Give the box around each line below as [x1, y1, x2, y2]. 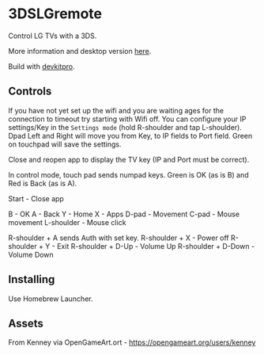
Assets [8, 316, 43, 330]
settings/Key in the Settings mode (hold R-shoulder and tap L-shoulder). [8, 122, 243, 132]
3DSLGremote [8, 5, 103, 23]
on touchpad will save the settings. [8, 139, 122, 149]
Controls [8, 85, 52, 98]
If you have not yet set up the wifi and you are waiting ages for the [8, 105, 224, 115]
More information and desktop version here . [8, 46, 152, 55]
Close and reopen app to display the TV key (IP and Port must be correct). [8, 155, 250, 164]
